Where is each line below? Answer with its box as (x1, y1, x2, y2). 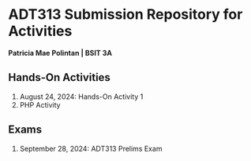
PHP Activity (19, 100, 61, 109)
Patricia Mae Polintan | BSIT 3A (8, 48, 113, 57)
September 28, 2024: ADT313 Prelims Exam (19, 144, 163, 153)
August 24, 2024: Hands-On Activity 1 (19, 92, 144, 101)
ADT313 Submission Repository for (8, 5, 243, 24)
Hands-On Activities (8, 71, 111, 84)
